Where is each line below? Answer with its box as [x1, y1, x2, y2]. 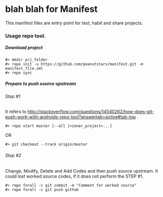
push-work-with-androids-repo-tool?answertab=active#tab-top [5, 114, 136, 120]
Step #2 [5, 153, 21, 158]
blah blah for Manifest [5, 3, 98, 15]
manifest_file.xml [5, 66, 43, 71]
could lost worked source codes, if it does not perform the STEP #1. [5, 173, 144, 179]
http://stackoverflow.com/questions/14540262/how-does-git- [27, 108, 154, 115]
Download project [5, 45, 43, 51]
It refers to [5, 108, 27, 115]
